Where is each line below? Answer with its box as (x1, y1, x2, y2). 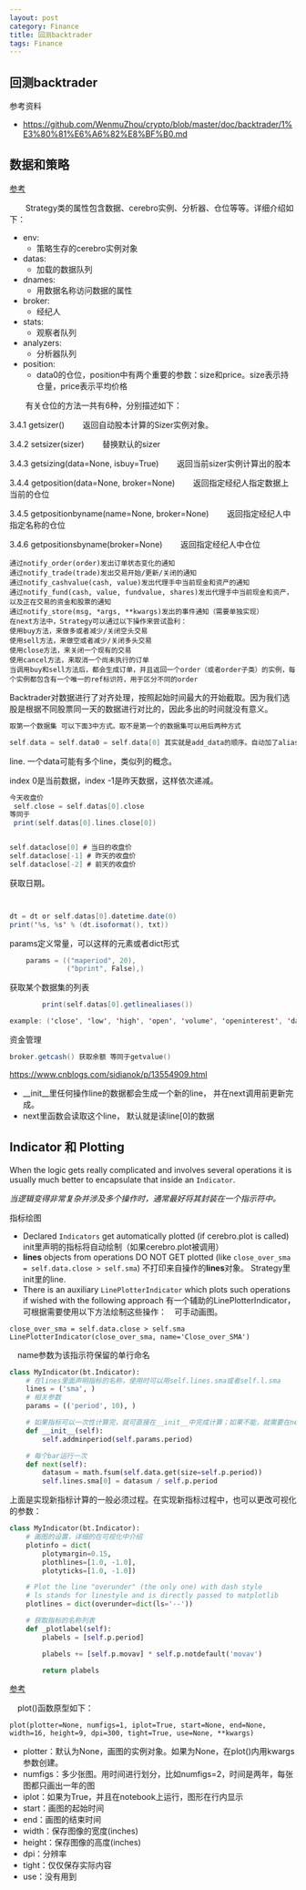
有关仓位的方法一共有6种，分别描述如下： (25, 400, 182, 411)
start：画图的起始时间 (22, 1803, 105, 1813)
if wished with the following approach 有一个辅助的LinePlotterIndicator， (22, 1294, 296, 1305)
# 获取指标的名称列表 (25, 1616, 96, 1626)
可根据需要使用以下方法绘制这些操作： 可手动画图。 (22, 1306, 223, 1317)
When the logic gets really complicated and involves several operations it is (9, 1164, 292, 1175)
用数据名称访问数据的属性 (36, 284, 133, 296)
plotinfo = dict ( (25, 1540, 92, 1549)
